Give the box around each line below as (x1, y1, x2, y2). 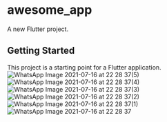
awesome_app (7, 2, 92, 18)
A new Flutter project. (7, 25, 69, 33)
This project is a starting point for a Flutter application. (7, 63, 161, 71)
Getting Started (7, 45, 75, 57)
